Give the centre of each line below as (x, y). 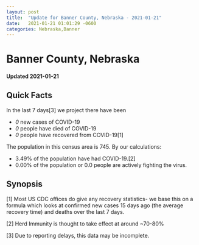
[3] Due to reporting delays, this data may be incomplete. (78, 235)
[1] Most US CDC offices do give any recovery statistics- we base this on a (100, 199)
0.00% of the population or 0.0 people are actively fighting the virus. (101, 165)
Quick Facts (30, 95)
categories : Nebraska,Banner (43, 29)
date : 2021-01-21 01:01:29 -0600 (51, 23)
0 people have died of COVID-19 (56, 128)
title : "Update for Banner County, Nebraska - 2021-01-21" (84, 18)
